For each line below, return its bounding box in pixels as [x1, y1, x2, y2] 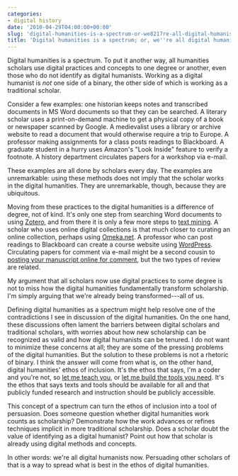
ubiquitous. [7, 189, 40, 198]
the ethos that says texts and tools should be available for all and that [7, 380, 210, 390]
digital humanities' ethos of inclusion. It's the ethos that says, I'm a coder [7, 365, 221, 374]
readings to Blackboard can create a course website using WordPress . [7, 240, 213, 249]
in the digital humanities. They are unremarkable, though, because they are [7, 181, 227, 190]
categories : [7, 10, 42, 18]
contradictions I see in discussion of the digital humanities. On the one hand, [7, 313, 231, 322]
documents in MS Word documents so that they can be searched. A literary [7, 108, 227, 116]
